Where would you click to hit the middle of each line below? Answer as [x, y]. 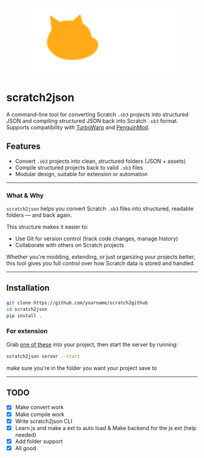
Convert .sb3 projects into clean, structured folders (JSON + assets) [100, 161]
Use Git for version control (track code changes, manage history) [97, 239]
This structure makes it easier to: [47, 227]
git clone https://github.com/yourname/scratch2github [77, 302]
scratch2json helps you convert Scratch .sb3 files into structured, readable [100, 209]
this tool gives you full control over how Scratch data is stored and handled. [101, 264]
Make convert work [39, 407]
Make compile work [40, 414]
